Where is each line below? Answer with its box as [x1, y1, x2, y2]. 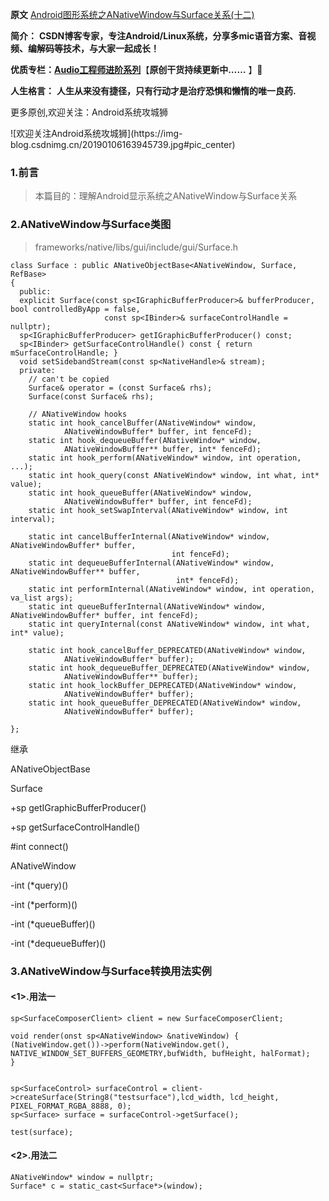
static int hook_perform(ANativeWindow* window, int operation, [28, 453, 302, 463]
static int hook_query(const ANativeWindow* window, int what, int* [28, 470, 320, 480]
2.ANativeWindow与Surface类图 [10, 218, 172, 232]
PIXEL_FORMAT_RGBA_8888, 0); [10, 1101, 132, 1111]
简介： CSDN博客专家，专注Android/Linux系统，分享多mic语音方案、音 [10, 30, 308, 42]
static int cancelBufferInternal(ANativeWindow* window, [28, 531, 271, 542]
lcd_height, [229, 1092, 280, 1102]
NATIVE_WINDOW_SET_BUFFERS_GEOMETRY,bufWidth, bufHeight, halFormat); [10, 1048, 311, 1058]
